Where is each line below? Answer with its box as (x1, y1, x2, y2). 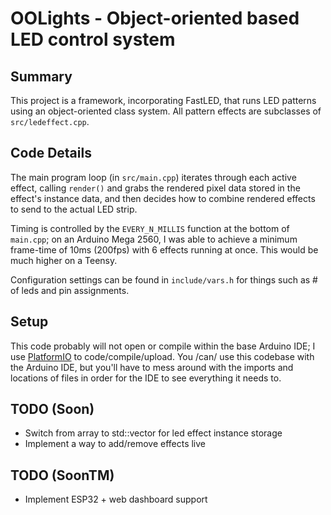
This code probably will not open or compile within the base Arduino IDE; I (10, 340, 316, 352)
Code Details (10, 145, 92, 162)
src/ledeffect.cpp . (10, 116, 90, 127)
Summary (10, 68, 73, 85)
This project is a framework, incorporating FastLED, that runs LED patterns (10, 95, 317, 106)
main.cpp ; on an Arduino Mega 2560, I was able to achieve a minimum (10, 233, 298, 245)
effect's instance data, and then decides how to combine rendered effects (10, 192, 316, 204)
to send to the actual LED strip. (10, 203, 138, 215)
